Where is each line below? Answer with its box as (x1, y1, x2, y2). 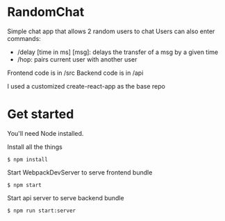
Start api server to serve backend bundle (7, 193, 124, 202)
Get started (7, 107, 74, 122)
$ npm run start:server (7, 207, 76, 214)
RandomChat (7, 4, 85, 20)
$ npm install (7, 156, 49, 163)
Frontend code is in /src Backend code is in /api (7, 69, 144, 77)
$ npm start (7, 182, 42, 188)
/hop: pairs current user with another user (17, 55, 137, 63)
